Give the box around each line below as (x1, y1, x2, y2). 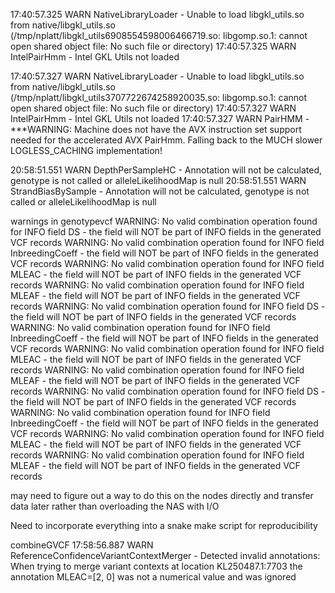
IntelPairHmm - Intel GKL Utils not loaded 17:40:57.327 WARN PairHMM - (10, 113, 310, 124)
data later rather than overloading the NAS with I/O (10, 500, 220, 512)
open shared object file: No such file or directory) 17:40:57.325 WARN (10, 40, 297, 52)
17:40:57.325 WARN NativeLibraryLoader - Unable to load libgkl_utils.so (10, 9, 305, 20)
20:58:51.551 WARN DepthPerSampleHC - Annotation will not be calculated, (10, 164, 323, 176)
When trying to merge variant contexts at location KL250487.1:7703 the (10, 560, 303, 572)
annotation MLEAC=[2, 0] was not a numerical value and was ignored (10, 571, 297, 583)
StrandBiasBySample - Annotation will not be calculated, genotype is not (10, 185, 310, 197)
